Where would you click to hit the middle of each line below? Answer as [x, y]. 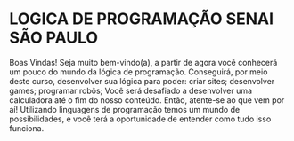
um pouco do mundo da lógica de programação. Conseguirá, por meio [139, 72]
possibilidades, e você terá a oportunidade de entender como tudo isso [140, 119]
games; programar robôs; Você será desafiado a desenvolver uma [131, 90]
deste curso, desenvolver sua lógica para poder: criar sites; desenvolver [142, 81]
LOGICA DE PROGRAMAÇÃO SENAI [142, 19]
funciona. [27, 128]
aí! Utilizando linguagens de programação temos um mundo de [125, 109]
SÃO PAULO [54, 38]
